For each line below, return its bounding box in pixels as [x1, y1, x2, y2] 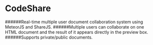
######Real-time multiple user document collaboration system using [5, 19, 143, 25]
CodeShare [5, 3, 51, 14]
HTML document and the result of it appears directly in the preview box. [5, 29, 149, 35]
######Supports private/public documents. [5, 34, 93, 40]
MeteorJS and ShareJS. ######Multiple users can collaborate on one [5, 24, 144, 30]
